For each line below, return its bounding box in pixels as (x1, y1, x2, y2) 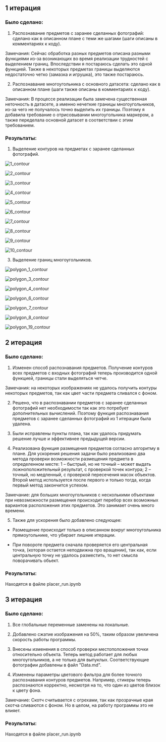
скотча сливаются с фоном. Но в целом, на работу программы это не (5, 702, 154, 708)
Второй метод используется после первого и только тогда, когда (12, 477, 151, 483)
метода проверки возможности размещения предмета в (12, 456, 134, 462)
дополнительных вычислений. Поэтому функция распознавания (12, 410, 149, 416)
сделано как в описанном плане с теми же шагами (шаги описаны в (12, 35, 158, 41)
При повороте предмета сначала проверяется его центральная (12, 542, 148, 548)
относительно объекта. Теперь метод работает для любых (12, 651, 138, 657)
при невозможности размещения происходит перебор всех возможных (5, 497, 159, 503)
